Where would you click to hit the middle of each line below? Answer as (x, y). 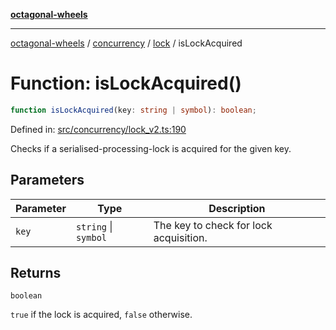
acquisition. (180, 237)
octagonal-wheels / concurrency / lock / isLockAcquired (126, 43)
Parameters (47, 180)
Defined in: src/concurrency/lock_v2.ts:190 (98, 129)
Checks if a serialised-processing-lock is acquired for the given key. (151, 148)
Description (237, 208)
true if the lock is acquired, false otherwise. (101, 315)
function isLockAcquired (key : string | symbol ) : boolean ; (133, 110)
